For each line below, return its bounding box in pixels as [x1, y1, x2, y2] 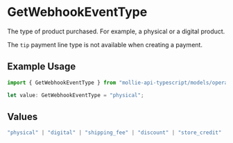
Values [7, 110, 38, 122]
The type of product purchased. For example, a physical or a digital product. [7, 27, 225, 35]
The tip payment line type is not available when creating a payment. [7, 40, 203, 49]
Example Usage [7, 60, 76, 73]
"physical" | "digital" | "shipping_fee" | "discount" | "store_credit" [7, 129, 222, 136]
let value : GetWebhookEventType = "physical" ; [7, 92, 144, 99]
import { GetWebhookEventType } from [7, 79, 116, 86]
